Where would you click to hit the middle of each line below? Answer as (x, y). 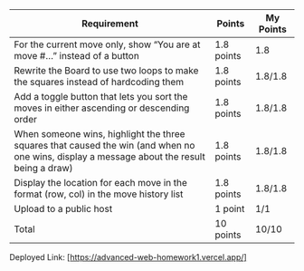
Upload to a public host (63, 209)
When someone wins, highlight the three (100, 134)
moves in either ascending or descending (102, 108)
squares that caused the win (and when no (104, 145)
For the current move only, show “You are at (107, 44)
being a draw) (43, 168)
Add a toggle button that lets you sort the (101, 97)
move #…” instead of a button (77, 56)
